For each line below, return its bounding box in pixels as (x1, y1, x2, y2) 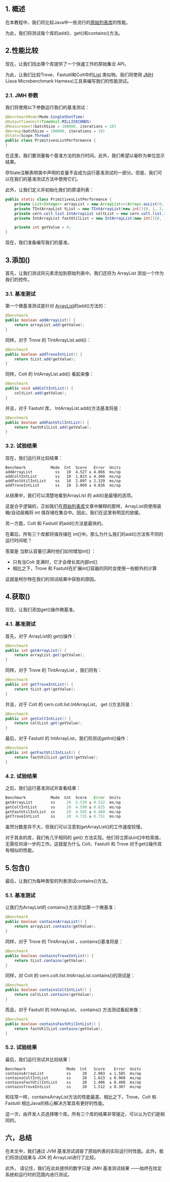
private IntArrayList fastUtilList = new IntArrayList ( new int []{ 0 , (14, 216, 162, 221)
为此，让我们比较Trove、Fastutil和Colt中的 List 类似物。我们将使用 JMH (5, 72, 153, 78)
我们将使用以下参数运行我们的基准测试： (5, 104, 90, 110)
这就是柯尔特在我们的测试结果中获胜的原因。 (5, 576, 99, 582)
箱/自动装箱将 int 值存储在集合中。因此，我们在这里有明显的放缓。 (5, 509, 143, 515)
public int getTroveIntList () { (5, 682, 73, 687)
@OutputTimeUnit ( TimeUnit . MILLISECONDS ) (5, 119, 92, 124)
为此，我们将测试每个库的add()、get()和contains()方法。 (5, 30, 123, 36)
